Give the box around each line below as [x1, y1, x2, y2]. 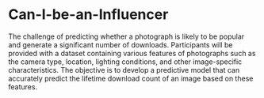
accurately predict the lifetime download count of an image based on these [8, 73, 254, 83]
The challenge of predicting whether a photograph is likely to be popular [8, 32, 245, 41]
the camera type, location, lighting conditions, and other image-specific [8, 57, 243, 66]
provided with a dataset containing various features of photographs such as [8, 48, 256, 58]
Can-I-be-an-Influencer [8, 6, 169, 24]
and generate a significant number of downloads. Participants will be [8, 40, 233, 49]
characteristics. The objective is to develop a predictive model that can [8, 65, 240, 74]
